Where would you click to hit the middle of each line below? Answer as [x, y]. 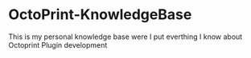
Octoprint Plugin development [58, 44]
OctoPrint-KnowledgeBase [100, 15]
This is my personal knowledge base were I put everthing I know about [125, 37]
